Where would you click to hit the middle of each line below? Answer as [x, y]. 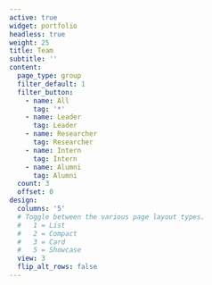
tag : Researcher [63, 142]
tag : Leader [55, 126]
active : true [33, 17]
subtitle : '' [33, 59]
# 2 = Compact [47, 233]
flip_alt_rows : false [57, 267]
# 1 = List [41, 225]
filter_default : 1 [52, 84]
